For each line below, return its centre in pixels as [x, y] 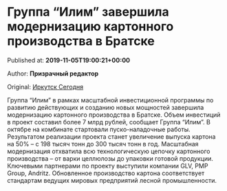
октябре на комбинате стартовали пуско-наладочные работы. [99, 129]
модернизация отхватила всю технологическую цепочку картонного [109, 151]
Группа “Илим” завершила [88, 12]
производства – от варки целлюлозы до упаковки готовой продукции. [110, 158]
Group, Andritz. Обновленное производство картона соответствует [106, 173]
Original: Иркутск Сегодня [45, 87]
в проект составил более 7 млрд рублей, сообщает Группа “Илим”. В [109, 122]
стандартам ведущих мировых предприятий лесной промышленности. [112, 180]
